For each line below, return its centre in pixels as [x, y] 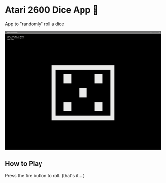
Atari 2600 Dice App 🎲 [52, 10]
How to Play [24, 164]
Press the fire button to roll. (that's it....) [45, 176]
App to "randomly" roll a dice [35, 24]
